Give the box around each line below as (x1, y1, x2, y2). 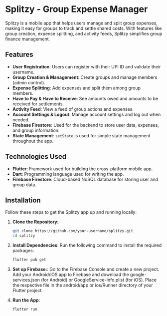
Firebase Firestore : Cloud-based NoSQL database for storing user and (12, 176, 159, 182)
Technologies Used (5, 152, 66, 161)
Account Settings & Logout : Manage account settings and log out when (12, 111, 161, 117)
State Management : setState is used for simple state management (12, 132, 151, 138)
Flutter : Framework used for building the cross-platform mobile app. (12, 166, 153, 172)
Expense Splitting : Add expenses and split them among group (12, 85, 141, 91)
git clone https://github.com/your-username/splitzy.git (12, 229, 134, 234)
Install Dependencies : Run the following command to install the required (12, 242, 162, 248)
